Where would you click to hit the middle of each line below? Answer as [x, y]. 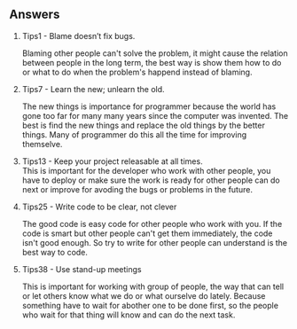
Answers [35, 15]
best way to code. [55, 252]
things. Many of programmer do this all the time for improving [134, 134]
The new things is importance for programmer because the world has [149, 106]
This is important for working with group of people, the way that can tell [153, 286]
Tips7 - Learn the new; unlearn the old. [94, 89]
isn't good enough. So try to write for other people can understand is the [155, 242]
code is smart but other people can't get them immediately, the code [147, 233]
